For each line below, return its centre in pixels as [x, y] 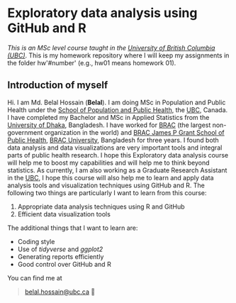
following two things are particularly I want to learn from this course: [107, 192]
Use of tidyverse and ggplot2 [60, 249]
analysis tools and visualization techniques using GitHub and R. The [106, 185]
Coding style [36, 241]
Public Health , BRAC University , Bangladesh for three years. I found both [113, 140]
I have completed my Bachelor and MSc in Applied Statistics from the [108, 117]
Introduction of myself [58, 86]
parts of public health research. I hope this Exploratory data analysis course [118, 155]
